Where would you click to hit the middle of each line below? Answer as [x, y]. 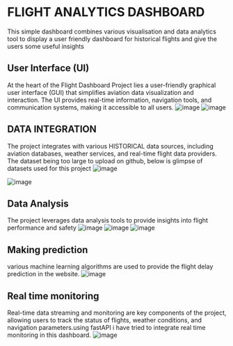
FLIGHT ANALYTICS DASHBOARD [106, 12]
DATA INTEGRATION [52, 129]
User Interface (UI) [48, 68]
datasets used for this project [49, 168]
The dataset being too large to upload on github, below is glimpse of [105, 160]
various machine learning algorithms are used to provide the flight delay [110, 266]
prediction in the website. [43, 274]
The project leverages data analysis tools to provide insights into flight [108, 220]
